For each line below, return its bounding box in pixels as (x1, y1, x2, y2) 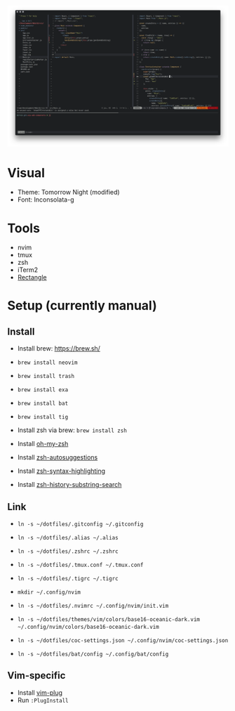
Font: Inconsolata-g (17, 195, 74, 204)
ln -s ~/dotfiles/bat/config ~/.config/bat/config (17, 651, 169, 658)
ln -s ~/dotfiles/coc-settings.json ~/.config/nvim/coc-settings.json (17, 637, 229, 644)
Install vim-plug (17, 688, 63, 697)
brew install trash (17, 373, 75, 380)
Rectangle (17, 273, 47, 282)
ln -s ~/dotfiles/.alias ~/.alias (17, 535, 119, 542)
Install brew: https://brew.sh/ (17, 344, 100, 353)
